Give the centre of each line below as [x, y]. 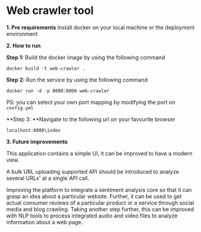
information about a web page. [44, 222]
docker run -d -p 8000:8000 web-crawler [58, 91]
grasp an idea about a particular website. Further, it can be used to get [94, 196]
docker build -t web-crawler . [46, 68]
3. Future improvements [37, 142]
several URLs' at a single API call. [48, 178]
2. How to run [24, 46]
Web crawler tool [50, 11]
